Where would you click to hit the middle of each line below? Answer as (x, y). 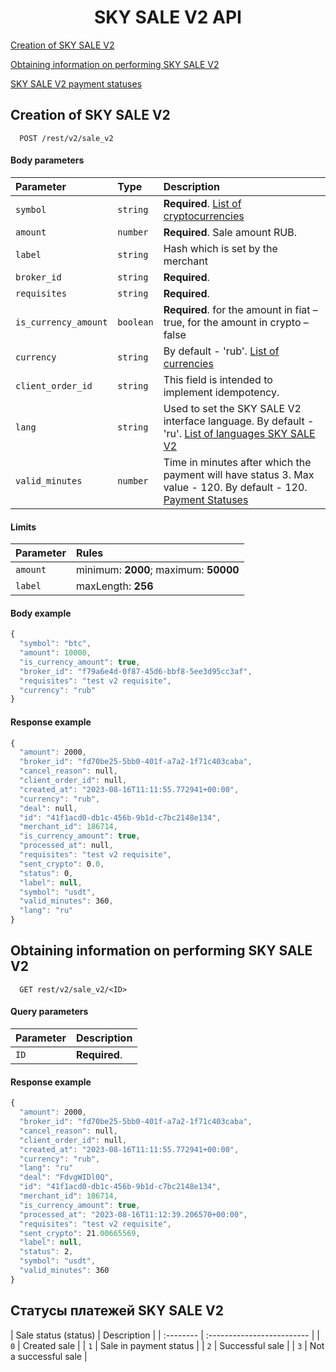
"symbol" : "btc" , (55, 644)
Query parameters (49, 1012)
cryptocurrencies (204, 216)
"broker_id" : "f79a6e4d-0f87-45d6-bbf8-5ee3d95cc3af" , (136, 671)
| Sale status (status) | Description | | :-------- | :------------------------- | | (165, 1335)
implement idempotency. (221, 392)
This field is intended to (218, 379)
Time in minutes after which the (237, 462)
